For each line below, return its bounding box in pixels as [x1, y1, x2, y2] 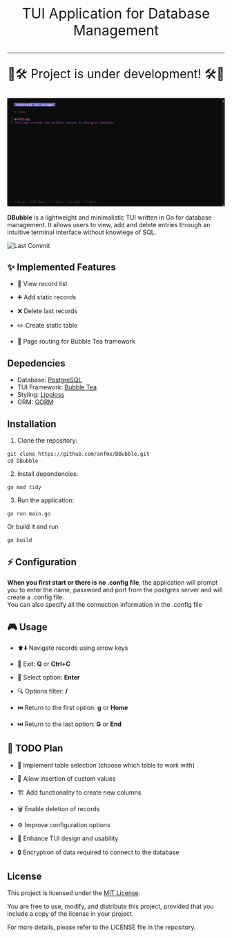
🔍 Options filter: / [17, 687, 68, 695]
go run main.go [7, 511, 51, 517]
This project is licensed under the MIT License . [7, 889, 141, 897]
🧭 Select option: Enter [17, 673, 80, 681]
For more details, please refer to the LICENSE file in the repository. [7, 923, 196, 932]
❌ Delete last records [17, 307, 78, 315]
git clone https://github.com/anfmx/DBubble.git [7, 451, 150, 458]
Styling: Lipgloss [17, 391, 65, 399]
